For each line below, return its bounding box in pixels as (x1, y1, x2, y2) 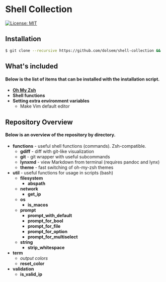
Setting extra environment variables (12, 98, 90, 104)
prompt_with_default (27, 212, 72, 218)
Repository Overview (5, 118, 73, 126)
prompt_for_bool (27, 218, 64, 224)
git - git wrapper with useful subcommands (20, 153, 110, 159)
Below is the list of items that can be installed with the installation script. (5, 76, 160, 82)
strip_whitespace (27, 244, 65, 250)
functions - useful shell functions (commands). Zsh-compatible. (12, 143, 146, 149)
